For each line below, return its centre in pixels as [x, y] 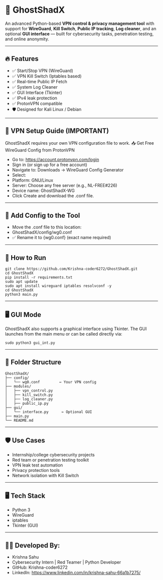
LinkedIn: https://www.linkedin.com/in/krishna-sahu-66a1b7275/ [76, 573]
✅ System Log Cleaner [35, 87]
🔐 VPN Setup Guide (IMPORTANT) [57, 131]
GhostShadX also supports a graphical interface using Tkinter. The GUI [76, 329]
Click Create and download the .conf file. [53, 196]
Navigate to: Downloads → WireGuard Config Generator [68, 169]
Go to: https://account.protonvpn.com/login [56, 159]
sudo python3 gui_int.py [30, 343]
